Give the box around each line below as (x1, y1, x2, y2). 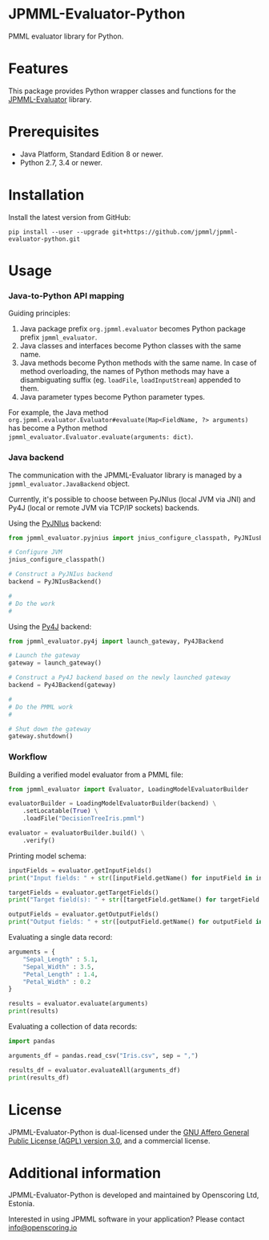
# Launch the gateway (8, 652, 81, 660)
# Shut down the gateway (8, 725, 91, 733)
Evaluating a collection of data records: (8, 1022, 138, 1031)
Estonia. (8, 1199, 35, 1209)
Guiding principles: (8, 308, 70, 318)
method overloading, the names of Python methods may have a (19, 367, 230, 376)
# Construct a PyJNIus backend (8, 571, 113, 579)
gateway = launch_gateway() (8, 659, 102, 667)
